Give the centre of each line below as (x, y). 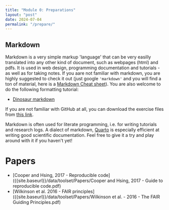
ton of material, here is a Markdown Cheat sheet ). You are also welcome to (83, 84)
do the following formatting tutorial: (42, 89)
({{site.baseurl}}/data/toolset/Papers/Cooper (59, 181)
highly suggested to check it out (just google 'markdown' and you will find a (83, 79)
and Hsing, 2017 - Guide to (135, 181)
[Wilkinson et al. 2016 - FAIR (42, 191)
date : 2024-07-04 (24, 19)
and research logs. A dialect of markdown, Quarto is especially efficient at (82, 130)
